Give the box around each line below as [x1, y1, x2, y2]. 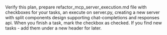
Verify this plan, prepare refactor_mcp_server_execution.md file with [5, 4, 147, 10]
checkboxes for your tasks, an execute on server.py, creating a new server [5, 9, 160, 15]
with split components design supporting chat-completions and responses [5, 15, 159, 20]
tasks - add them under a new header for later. [5, 25, 102, 31]
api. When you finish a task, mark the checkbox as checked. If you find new [5, 20, 162, 26]
